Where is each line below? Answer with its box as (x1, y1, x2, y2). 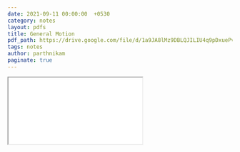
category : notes (7, 17, 56, 24)
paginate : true (7, 57, 53, 64)
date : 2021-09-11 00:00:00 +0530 (7, 10, 111, 18)
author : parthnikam (7, 50, 66, 58)
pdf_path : (7, 37, 37, 44)
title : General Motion (7, 30, 75, 38)
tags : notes (7, 43, 43, 50)
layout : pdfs (7, 23, 46, 31)
